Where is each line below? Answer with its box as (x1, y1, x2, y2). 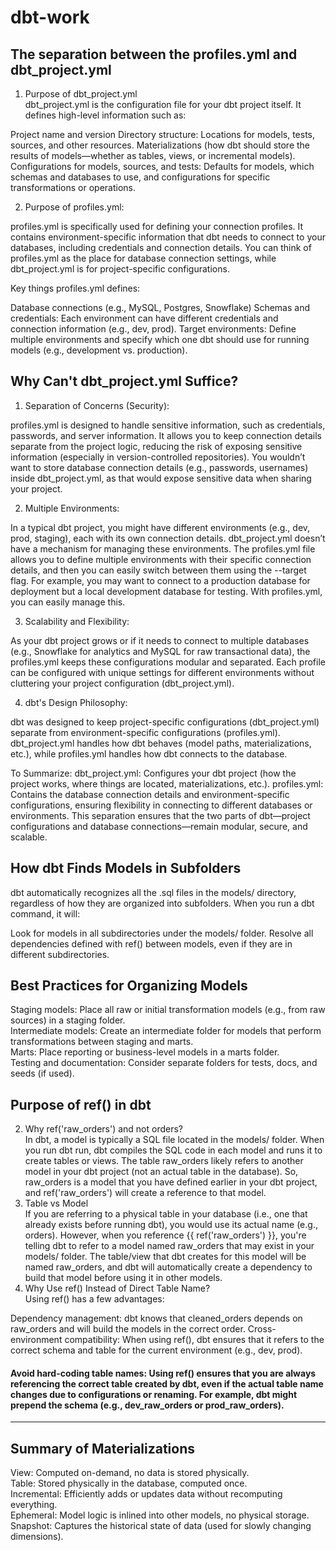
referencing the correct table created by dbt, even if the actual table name (10, 1377, 324, 1390)
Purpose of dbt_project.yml (24, 88, 138, 100)
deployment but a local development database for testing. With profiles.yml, (10, 585, 323, 597)
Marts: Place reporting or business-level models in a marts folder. (10, 1046, 280, 1058)
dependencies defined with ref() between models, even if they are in (10, 937, 293, 950)
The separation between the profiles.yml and (10, 46, 298, 63)
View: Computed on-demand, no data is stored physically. (10, 1467, 250, 1479)
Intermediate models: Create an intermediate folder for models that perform (10, 1025, 322, 1037)
